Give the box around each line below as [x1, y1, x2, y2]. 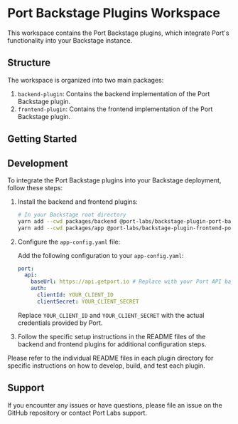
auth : [31, 285, 48, 292]
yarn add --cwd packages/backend [17, 217, 117, 225]
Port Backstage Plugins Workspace [7, 5, 220, 21]
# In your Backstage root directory [17, 211, 126, 218]
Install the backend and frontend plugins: [17, 197, 139, 206]
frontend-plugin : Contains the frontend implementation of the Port [17, 105, 213, 113]
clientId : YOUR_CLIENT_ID [36, 291, 114, 299]
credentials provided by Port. [17, 319, 103, 327]
